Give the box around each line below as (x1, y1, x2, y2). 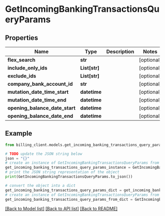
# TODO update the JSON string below (5, 151, 82, 156)
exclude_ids (7, 72, 36, 79)
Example (5, 129, 32, 138)
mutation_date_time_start (7, 89, 69, 95)
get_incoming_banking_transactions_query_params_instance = (5, 165, 131, 170)
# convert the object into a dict (5, 183, 76, 188)
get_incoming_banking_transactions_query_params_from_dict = (5, 197, 133, 202)
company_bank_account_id (7, 80, 73, 87)
